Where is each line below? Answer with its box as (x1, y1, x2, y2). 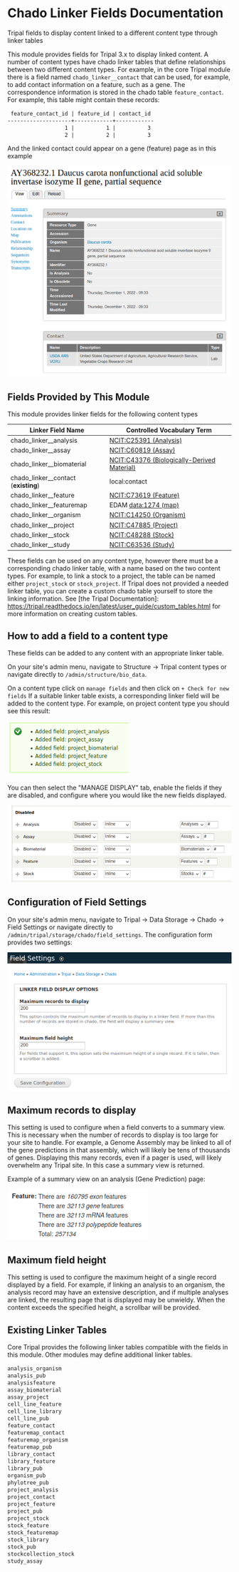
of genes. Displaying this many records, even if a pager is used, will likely (7, 1153, 222, 1162)
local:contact (109, 477, 148, 486)
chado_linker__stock (10, 530, 70, 539)
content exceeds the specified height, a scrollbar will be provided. (7, 1303, 201, 1312)
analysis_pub (7, 1372, 46, 1379)
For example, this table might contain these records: (7, 95, 160, 104)
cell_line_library (7, 1407, 62, 1415)
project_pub (7, 1507, 43, 1515)
